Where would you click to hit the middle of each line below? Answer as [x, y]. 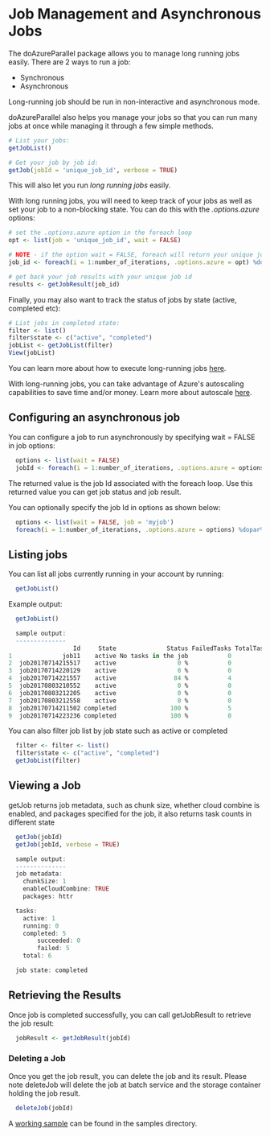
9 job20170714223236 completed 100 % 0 [120, 716]
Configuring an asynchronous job [94, 418]
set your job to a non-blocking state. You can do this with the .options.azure [134, 209]
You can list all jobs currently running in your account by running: [116, 574]
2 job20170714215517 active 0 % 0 [120, 663]
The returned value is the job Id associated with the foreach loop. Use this [131, 483]
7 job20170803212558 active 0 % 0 [120, 701]
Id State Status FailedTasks [152, 648]
